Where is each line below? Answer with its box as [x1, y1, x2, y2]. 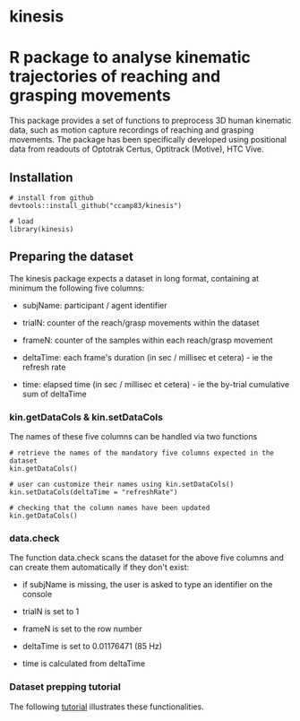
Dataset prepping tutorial [9, 681, 121, 693]
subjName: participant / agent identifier [21, 300, 167, 310]
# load [9, 217, 34, 226]
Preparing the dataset [9, 249, 134, 265]
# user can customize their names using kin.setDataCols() [9, 480, 235, 490]
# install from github [9, 193, 94, 203]
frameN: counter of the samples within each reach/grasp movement [21, 334, 273, 345]
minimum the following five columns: [9, 282, 145, 293]
